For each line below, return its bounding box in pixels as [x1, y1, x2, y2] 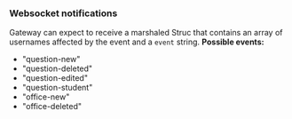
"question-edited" [21, 73, 89, 83]
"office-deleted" [21, 101, 83, 112]
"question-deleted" [21, 63, 93, 74]
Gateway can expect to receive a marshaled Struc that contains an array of [9, 28, 283, 38]
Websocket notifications [9, 7, 118, 20]
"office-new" [21, 91, 70, 102]
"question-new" [21, 54, 81, 65]
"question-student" [21, 83, 93, 93]
